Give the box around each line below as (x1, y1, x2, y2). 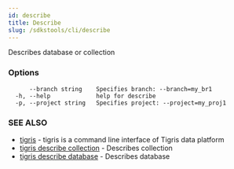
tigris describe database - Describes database (19, 151, 170, 161)
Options (8, 68, 39, 79)
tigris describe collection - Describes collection (19, 143, 173, 152)
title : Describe (8, 19, 61, 27)
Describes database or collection (8, 48, 115, 57)
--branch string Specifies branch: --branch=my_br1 (28, 85, 213, 93)
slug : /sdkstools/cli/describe (8, 26, 111, 34)
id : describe (8, 11, 51, 20)
